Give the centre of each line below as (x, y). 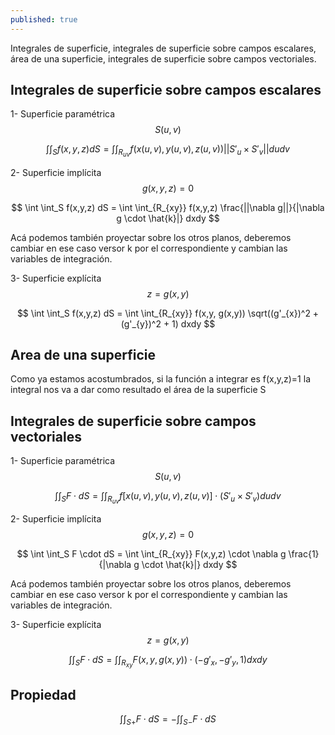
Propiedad (43, 694)
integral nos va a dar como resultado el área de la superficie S (138, 390)
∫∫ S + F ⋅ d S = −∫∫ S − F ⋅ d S (168, 720)
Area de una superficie (83, 354)
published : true (44, 19)
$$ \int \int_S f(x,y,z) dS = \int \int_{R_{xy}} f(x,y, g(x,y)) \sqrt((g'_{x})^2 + (168, 313)
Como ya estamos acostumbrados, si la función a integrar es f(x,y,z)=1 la (161, 379)
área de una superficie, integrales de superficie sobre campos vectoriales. (163, 58)
